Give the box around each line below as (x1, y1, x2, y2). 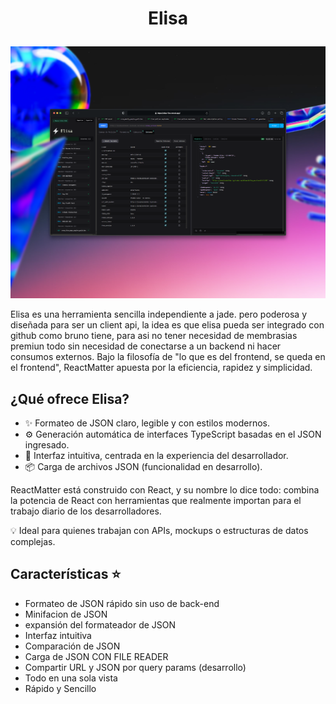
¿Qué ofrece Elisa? (10, 390, 130, 407)
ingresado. (24, 439, 70, 451)
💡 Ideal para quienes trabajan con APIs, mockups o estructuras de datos (10, 525, 309, 537)
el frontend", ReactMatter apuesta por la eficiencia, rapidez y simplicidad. (10, 362, 313, 374)
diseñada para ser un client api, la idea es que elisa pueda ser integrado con (10, 319, 325, 331)
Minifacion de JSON (24, 608, 108, 620)
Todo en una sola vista (24, 672, 118, 684)
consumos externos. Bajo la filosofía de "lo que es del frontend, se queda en (10, 351, 326, 363)
